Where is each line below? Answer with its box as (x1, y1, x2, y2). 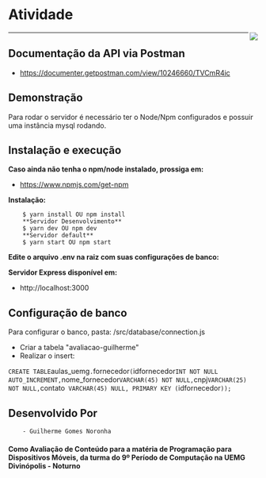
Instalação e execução (8, 143, 122, 156)
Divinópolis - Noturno (8, 461, 81, 470)
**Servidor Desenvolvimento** (22, 218, 123, 226)
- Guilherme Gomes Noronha (22, 427, 112, 435)
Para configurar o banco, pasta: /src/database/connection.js (8, 327, 206, 337)
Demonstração (8, 91, 83, 105)
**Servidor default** (22, 232, 93, 240)
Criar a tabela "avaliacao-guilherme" (19, 343, 139, 353)
